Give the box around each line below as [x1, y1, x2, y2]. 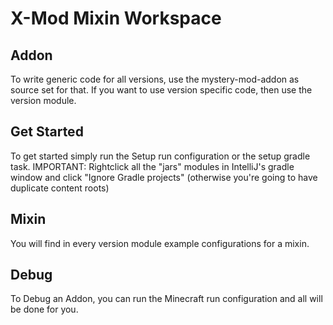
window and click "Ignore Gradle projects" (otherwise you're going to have [10, 171, 318, 183]
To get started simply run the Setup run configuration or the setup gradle [10, 150, 311, 162]
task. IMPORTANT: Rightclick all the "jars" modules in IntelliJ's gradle [10, 160, 295, 172]
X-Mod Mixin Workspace [10, 7, 222, 30]
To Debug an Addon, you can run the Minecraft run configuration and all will [10, 293, 323, 305]
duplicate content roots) [10, 182, 110, 194]
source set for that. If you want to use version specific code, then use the [10, 84, 313, 96]
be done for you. [10, 303, 79, 316]
